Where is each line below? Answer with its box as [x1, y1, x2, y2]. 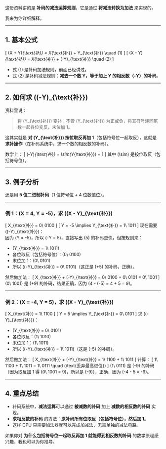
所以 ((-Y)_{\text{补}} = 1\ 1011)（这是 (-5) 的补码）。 [12, 346, 117, 352]
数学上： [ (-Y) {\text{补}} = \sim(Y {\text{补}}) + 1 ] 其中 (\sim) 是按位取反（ [5, 151, 157, 157]
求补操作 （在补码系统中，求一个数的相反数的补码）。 [5, 140, 111, 146]
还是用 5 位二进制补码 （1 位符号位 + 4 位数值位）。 [5, 192, 107, 198]
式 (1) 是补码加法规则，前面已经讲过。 [12, 66, 89, 72]
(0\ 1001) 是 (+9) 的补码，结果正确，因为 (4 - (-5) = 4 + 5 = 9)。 [5, 280, 135, 286]
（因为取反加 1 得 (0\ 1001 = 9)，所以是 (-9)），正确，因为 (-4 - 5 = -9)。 [5, 369, 152, 375]
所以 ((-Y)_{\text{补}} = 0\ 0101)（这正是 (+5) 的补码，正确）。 [12, 264, 137, 269]
